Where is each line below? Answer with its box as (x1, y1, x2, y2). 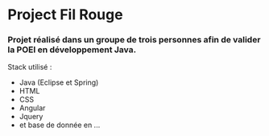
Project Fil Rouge (7, 6, 123, 24)
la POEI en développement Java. (7, 44, 137, 55)
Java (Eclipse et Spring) (19, 78, 99, 87)
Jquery (19, 112, 43, 122)
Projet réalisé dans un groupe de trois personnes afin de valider (7, 34, 261, 46)
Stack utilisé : (7, 62, 52, 72)
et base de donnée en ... (19, 120, 101, 130)
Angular (19, 103, 46, 113)
